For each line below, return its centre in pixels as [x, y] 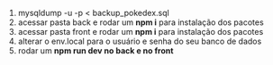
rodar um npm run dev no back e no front [96, 51]
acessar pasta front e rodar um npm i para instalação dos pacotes [141, 32]
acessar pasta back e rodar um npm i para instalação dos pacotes [141, 22]
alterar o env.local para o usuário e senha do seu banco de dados [140, 41]
